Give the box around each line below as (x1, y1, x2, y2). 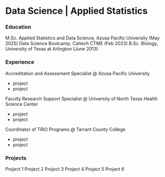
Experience (5, 59, 34, 66)
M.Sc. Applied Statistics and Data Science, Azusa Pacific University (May (5, 35, 160, 41)
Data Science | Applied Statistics (5, 5, 148, 17)
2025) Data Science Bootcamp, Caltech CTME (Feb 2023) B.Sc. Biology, (5, 40, 158, 47)
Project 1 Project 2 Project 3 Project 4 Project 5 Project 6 (5, 166, 125, 172)
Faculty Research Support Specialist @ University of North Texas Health (5, 95, 158, 102)
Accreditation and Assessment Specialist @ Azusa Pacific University (5, 70, 150, 76)
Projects (5, 154, 27, 161)
